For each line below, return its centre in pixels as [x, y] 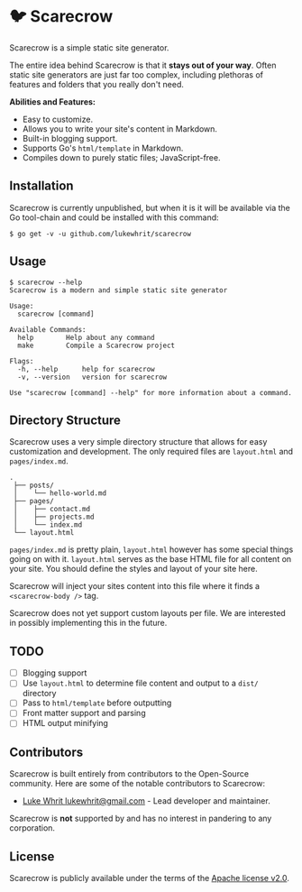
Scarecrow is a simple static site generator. [89, 47]
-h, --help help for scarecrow [86, 369]
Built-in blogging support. [70, 138]
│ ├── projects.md [54, 517]
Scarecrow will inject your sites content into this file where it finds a [134, 586]
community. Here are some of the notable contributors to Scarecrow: [137, 784]
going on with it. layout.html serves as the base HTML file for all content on [151, 559]
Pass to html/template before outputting [97, 703]
